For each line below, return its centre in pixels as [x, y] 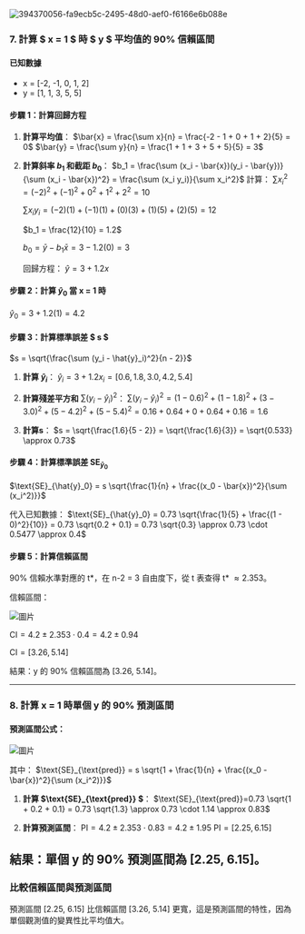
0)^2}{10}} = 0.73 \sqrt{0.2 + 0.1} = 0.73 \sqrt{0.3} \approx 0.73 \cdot [138, 525]
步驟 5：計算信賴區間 [49, 556]
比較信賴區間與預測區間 [60, 888]
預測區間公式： [37, 729]
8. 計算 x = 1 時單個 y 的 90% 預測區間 [92, 706]
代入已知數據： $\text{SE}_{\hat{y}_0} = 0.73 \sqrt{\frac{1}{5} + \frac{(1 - [146, 514]
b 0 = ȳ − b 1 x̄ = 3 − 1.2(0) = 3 [76, 248]
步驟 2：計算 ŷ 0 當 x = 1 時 [58, 292]
